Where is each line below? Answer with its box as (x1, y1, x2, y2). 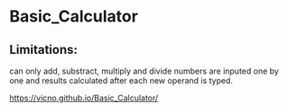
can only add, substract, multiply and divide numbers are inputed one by (9, 65, 280, 76)
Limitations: (9, 42, 79, 57)
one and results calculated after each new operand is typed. (9, 75, 233, 86)
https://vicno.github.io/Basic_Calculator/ (9, 92, 159, 103)
